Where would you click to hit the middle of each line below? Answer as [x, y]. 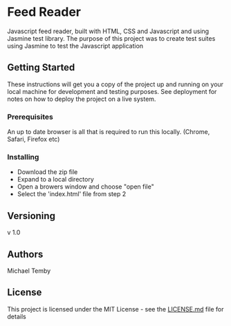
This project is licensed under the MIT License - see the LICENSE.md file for [115, 309]
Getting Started [41, 67]
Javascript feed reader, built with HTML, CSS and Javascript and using [108, 31]
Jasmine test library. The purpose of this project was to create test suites [111, 38]
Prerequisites [30, 117]
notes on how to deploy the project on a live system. [82, 99]
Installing [23, 157]
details [17, 316]
